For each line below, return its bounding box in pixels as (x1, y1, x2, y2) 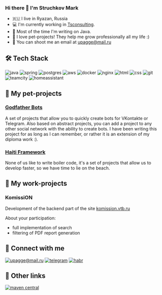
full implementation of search (12, 224, 72, 230)
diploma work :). (5, 136, 39, 142)
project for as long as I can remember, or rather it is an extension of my (5, 131, 150, 137)
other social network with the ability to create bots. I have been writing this (5, 126, 157, 131)
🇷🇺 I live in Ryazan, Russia (12, 16, 68, 22)
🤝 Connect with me (5, 244, 65, 253)
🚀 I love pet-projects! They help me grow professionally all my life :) (12, 34, 150, 40)
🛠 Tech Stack (5, 54, 48, 62)
